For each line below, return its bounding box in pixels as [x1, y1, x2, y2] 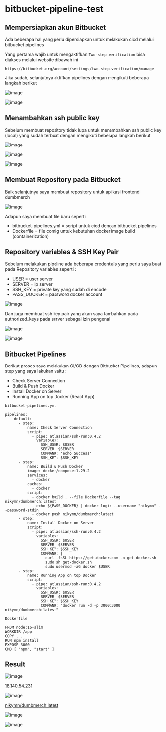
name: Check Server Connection [27, 425, 92, 430]
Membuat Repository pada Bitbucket [5, 175, 121, 184]
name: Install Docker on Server [27, 520, 94, 526]
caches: [27, 482, 43, 487]
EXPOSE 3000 [5, 642, 30, 648]
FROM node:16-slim [5, 625, 43, 630]
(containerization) [12, 233, 49, 239]
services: [27, 473, 48, 478]
